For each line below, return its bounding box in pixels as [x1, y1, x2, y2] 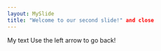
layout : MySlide [7, 10, 54, 17]
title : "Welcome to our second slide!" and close [7, 17, 155, 24]
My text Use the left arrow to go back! [7, 36, 116, 44]
